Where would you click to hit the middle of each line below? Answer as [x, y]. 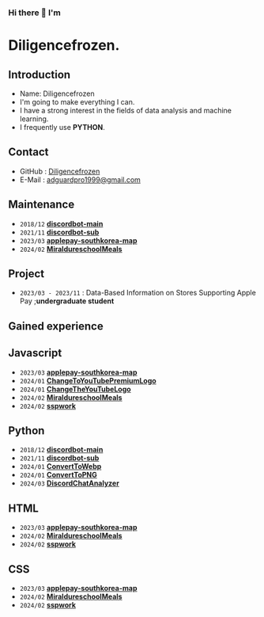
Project [26, 274]
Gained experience [56, 326]
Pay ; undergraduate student [67, 301]
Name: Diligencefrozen [57, 93]
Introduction [40, 74]
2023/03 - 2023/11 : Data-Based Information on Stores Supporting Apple [138, 293]
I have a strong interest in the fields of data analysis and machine [125, 110]
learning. [34, 119]
